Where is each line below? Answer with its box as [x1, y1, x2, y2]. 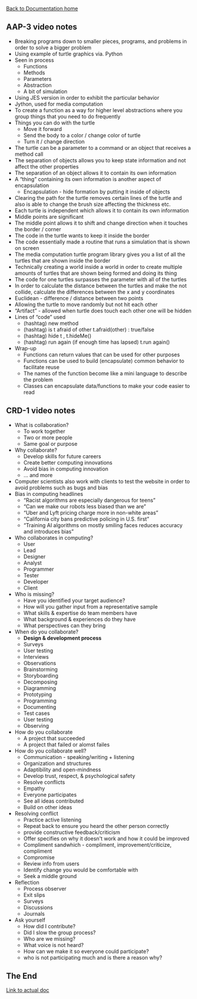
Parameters [23, 75, 52, 82]
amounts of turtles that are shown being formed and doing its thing [14, 270, 178, 277]
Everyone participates [23, 791, 77, 798]
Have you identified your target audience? [23, 597, 125, 604]
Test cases [23, 709, 50, 717]
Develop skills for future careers [23, 452, 102, 459]
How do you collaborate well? [14, 747, 86, 754]
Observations [23, 659, 56, 666]
